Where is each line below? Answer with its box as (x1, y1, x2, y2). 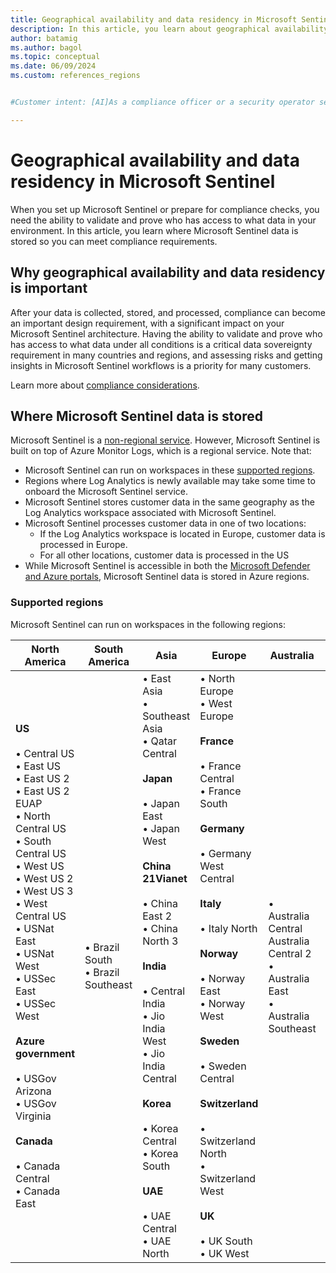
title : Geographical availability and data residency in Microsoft (10, 14, 298, 25)
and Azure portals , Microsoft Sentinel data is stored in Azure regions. (24, 571, 310, 583)
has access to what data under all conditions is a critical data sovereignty (10, 338, 313, 350)
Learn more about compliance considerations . (10, 379, 200, 391)
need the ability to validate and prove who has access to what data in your (10, 214, 317, 226)
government (15, 1046, 76, 1060)
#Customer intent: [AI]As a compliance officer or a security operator (10, 97, 315, 107)
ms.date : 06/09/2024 (10, 61, 97, 71)
